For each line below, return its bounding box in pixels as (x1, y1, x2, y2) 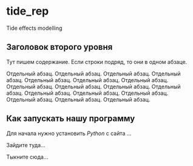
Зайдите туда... (6, 141, 46, 148)
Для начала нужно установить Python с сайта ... (6, 130, 132, 137)
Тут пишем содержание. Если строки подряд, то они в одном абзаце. (6, 58, 188, 65)
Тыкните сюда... (6, 153, 49, 161)
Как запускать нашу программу (6, 114, 135, 124)
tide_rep (6, 4, 49, 18)
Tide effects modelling (6, 24, 63, 32)
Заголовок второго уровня (6, 42, 113, 52)
